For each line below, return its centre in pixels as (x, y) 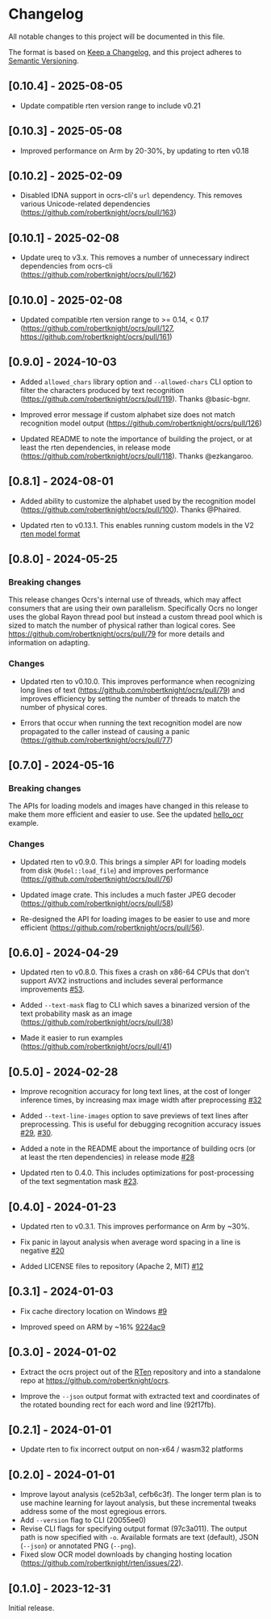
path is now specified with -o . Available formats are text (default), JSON (140, 1537)
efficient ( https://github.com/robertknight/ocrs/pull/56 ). (112, 928)
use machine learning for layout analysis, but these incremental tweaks (138, 1503)
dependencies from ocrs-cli (66, 266)
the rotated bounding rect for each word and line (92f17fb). (118, 1405)
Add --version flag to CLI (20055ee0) (83, 1520)
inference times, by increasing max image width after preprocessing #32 (141, 1100)
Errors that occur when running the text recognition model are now (131, 723)
